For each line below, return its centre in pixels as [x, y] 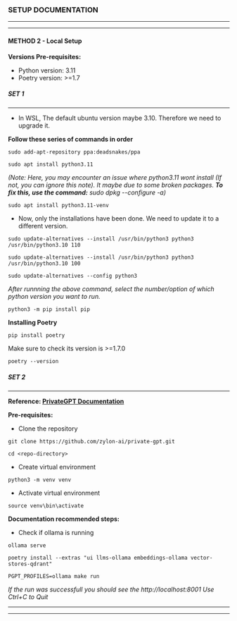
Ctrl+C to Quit [28, 597]
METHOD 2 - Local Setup [45, 41]
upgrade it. [34, 125]
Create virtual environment [57, 467]
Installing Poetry [33, 323]
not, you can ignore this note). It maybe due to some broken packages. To [116, 185]
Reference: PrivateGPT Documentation [66, 401]
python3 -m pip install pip [49, 309]
